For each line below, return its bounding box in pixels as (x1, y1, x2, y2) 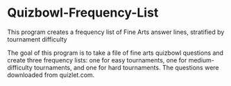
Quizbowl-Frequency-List (7, 5, 159, 21)
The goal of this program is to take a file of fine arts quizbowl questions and (7, 49, 224, 57)
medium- (188, 55, 215, 64)
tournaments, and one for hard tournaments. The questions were (33, 63, 219, 71)
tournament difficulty (7, 35, 67, 43)
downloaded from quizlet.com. (7, 71, 95, 79)
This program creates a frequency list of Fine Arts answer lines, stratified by (7, 28, 225, 36)
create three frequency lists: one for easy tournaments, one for (7, 55, 187, 64)
